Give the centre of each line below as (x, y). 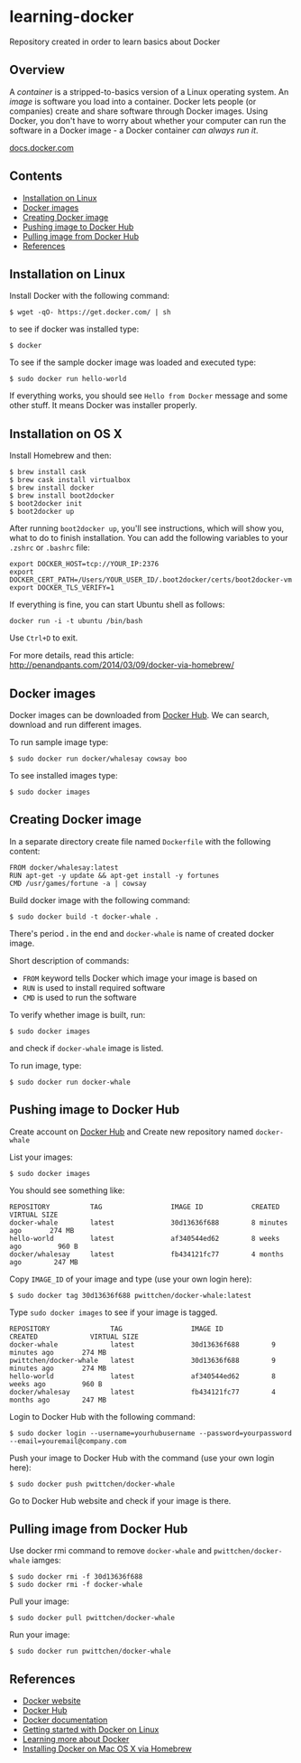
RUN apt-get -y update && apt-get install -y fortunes (114, 875)
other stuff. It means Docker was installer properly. (103, 406)
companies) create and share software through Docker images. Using (139, 111)
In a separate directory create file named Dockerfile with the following (140, 841)
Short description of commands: (69, 960)
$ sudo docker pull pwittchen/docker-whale (92, 1618)
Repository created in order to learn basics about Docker (115, 42)
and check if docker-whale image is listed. (87, 1048)
